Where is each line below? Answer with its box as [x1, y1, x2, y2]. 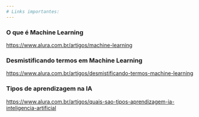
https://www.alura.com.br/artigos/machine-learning [6, 41, 132, 48]
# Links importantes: [6, 8, 60, 15]
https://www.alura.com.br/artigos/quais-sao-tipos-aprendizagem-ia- [6, 98, 175, 105]
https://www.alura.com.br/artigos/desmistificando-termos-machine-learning [6, 70, 194, 77]
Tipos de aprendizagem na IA [6, 84, 93, 93]
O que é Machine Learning [6, 28, 84, 36]
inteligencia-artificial [6, 104, 56, 111]
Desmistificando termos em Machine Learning [6, 56, 143, 64]
